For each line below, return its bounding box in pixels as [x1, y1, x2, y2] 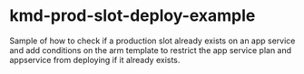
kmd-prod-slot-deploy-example [9, 5, 256, 26]
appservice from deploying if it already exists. [9, 54, 181, 65]
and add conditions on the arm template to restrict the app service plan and [9, 44, 292, 55]
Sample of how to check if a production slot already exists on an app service [9, 35, 296, 46]
